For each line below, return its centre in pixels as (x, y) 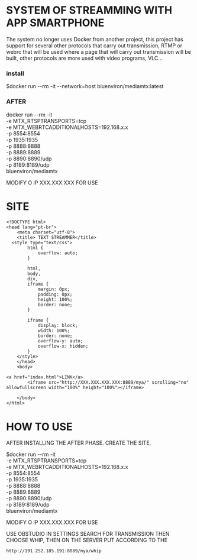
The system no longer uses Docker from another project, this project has (95, 39)
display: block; (58, 326)
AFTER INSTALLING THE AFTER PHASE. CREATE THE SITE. (79, 443)
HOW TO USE (39, 427)
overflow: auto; (58, 253)
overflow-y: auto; (60, 341)
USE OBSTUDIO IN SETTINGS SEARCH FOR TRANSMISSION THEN (88, 534)
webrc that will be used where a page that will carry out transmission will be (98, 51)
